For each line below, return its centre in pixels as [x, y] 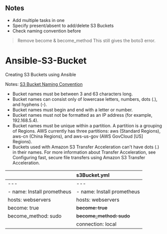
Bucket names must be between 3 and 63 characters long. [73, 94]
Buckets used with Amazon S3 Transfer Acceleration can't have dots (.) [86, 147]
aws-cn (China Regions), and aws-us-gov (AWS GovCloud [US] [78, 136]
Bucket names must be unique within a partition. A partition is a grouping [87, 125]
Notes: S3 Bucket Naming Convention [44, 84]
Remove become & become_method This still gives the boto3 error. [86, 40]
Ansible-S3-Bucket [46, 61]
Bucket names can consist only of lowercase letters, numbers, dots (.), [85, 99]
